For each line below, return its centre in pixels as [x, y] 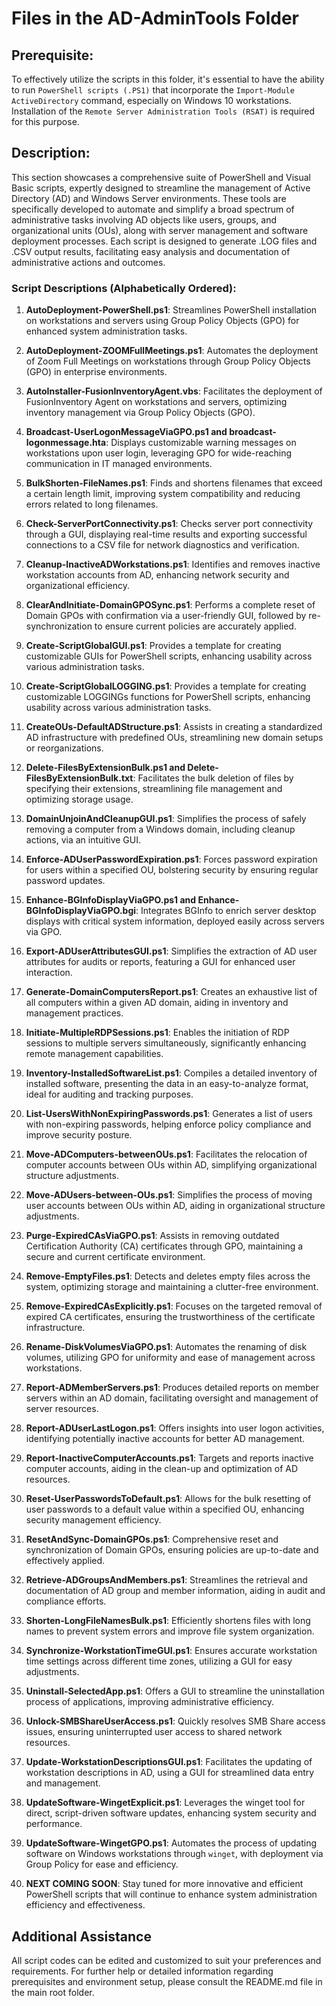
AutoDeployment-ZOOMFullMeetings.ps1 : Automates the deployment [172, 351]
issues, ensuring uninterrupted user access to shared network [154, 1732]
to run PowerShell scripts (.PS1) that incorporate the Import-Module [153, 90]
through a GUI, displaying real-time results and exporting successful [166, 534]
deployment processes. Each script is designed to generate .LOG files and [164, 241]
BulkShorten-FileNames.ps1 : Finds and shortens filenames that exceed [174, 483]
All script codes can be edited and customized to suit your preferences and [166, 1960]
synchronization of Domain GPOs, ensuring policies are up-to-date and [172, 1550]
